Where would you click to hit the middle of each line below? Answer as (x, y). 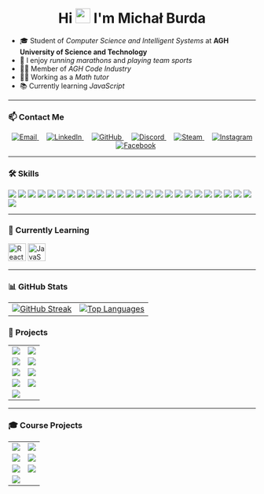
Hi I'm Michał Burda (132, 18)
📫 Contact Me (36, 116)
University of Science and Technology (83, 52)
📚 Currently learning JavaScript (72, 86)
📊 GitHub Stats (38, 286)
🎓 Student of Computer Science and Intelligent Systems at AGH (124, 40)
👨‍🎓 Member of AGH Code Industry (75, 68)
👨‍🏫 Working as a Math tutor (64, 77)
